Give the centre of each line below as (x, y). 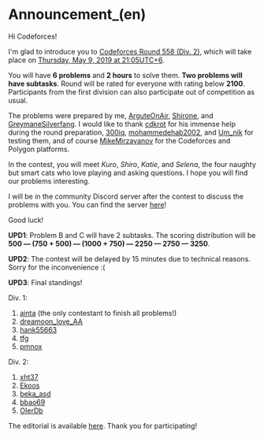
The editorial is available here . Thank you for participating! (103, 425)
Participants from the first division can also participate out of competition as (131, 91)
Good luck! (26, 220)
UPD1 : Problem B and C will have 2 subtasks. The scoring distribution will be (132, 235)
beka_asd (35, 393)
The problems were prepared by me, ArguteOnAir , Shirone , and (111, 115)
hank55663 (38, 329)
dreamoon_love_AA (51, 321)
